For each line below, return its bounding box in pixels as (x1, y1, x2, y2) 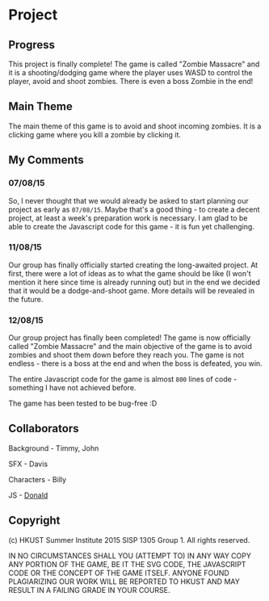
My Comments (8, 153, 85, 167)
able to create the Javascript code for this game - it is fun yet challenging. (8, 221, 254, 231)
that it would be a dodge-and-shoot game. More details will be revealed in (8, 285, 255, 296)
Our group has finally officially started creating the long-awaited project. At (8, 260, 258, 270)
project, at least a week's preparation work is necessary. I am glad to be (8, 212, 248, 223)
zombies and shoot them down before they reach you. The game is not (8, 350, 245, 360)
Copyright (8, 514, 61, 527)
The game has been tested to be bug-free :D (8, 398, 158, 409)
